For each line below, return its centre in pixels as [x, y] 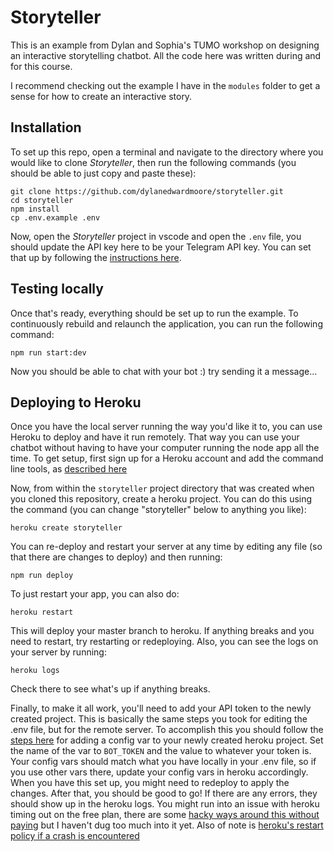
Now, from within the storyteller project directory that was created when [162, 488]
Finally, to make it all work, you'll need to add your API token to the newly [161, 708]
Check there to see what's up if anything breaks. [110, 689]
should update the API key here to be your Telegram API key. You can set [161, 247]
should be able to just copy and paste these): [103, 173]
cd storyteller [42, 200]
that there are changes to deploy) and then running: [116, 557]
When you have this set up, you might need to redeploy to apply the [150, 783]
